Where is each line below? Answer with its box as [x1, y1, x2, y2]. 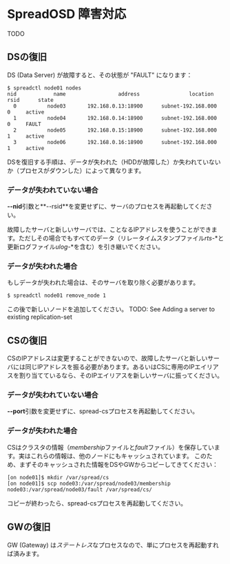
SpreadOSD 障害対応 [7, 6, 127, 22]
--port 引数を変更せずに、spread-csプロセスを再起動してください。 [7, 407, 198, 415]
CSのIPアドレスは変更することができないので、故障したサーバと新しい [7, 354, 208, 362]
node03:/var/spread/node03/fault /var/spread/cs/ [7, 486, 153, 493]
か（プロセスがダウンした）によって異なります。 [7, 166, 145, 174]
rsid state [7, 96, 54, 103]
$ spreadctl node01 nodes [7, 84, 81, 92]
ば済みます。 [7, 549, 43, 558]
